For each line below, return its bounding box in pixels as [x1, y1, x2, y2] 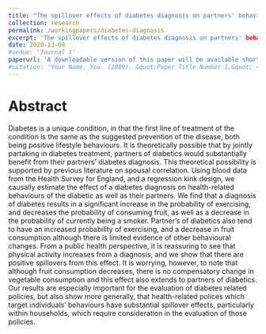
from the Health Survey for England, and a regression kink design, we [8, 173, 235, 183]
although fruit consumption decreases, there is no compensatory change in [8, 266, 255, 275]
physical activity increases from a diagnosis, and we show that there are [8, 249, 244, 259]
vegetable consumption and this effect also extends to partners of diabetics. [8, 275, 257, 284]
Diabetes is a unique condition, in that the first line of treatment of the [8, 123, 235, 133]
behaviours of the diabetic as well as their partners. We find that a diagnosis [8, 191, 256, 200]
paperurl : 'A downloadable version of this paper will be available [8, 56, 239, 64]
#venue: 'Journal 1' [8, 48, 77, 56]
